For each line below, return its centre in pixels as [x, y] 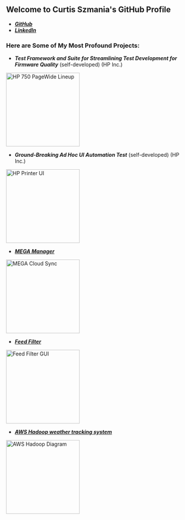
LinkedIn [25, 30]
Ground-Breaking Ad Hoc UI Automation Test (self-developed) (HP [97, 155]
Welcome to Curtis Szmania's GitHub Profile [89, 10]
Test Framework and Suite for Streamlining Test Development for [96, 58]
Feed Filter [28, 342]
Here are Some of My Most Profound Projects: [73, 45]
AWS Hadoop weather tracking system [63, 432]
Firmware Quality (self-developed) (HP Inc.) [68, 65]
